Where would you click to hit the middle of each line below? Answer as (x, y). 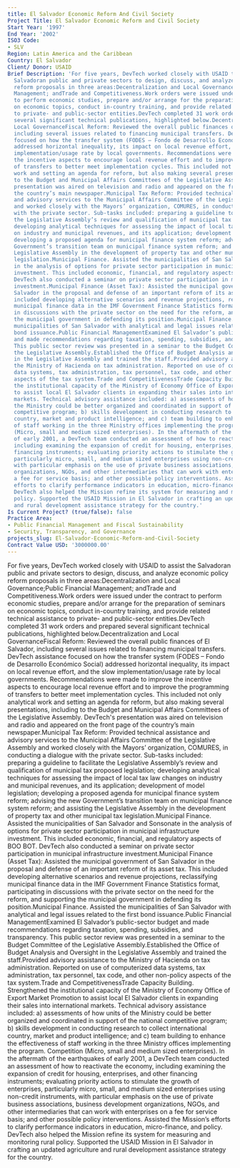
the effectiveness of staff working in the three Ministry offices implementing (119, 1043)
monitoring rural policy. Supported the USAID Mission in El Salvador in (110, 1142)
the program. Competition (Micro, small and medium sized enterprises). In (116, 1051)
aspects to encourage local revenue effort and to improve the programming (118, 687)
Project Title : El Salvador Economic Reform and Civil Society (104, 21)
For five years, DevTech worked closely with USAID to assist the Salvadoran (119, 565)
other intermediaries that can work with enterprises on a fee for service (112, 1112)
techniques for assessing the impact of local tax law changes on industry (115, 777)
